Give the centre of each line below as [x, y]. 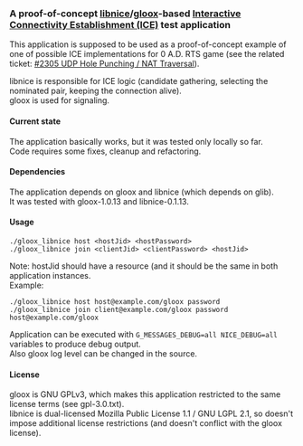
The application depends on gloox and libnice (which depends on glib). [142, 192]
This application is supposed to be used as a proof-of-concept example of [148, 44]
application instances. [50, 275]
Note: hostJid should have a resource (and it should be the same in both [144, 266]
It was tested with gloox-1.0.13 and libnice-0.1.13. [99, 201]
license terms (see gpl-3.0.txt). [67, 404]
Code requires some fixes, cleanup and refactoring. [105, 151]
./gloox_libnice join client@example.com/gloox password [119, 309]
